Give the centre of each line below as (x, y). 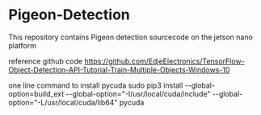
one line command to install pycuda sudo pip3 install (96, 85)
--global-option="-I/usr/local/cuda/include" (138, 93)
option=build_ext (36, 93)
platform (22, 45)
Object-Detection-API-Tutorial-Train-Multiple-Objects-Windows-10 (119, 69)
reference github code (46, 61)
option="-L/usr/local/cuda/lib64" (63, 102)
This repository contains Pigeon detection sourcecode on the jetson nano (130, 37)
